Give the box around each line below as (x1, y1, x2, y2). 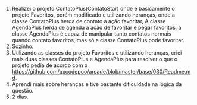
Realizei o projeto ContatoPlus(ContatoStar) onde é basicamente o (11, 5, 176, 12)
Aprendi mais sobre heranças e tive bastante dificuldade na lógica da (11, 81, 182, 88)
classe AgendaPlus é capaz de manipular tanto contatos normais (11, 30, 171, 37)
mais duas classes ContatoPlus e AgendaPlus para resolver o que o (11, 56, 178, 62)
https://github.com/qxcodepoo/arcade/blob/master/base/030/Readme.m (11, 68, 191, 75)
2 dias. (11, 93, 29, 100)
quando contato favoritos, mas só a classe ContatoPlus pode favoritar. (11, 37, 185, 43)
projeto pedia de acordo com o (11, 62, 88, 69)
